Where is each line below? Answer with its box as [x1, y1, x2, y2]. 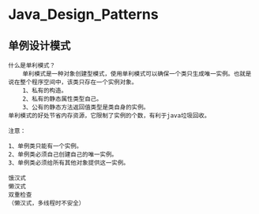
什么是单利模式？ [8, 61, 56, 69]
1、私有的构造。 [22, 87, 68, 94]
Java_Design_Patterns [8, 6, 160, 24]
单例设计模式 [8, 39, 71, 52]
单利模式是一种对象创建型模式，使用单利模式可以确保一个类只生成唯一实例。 [22, 70, 235, 78]
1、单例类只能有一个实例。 [8, 142, 83, 150]
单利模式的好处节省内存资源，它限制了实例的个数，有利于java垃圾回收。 [8, 112, 211, 120]
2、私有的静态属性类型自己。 [22, 95, 103, 103]
